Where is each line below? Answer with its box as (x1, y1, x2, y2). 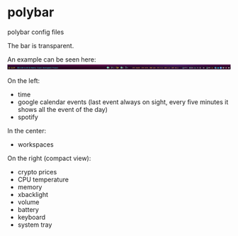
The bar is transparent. (7, 41, 74, 50)
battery (17, 205, 39, 213)
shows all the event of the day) (17, 105, 108, 113)
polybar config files (7, 28, 64, 36)
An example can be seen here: (7, 55, 97, 64)
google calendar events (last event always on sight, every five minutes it (17, 97, 229, 106)
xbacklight (17, 190, 48, 198)
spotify (17, 113, 39, 121)
